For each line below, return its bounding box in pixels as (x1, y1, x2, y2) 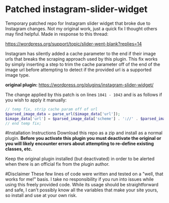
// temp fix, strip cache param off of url (5, 107, 98, 112)
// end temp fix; (5, 121, 42, 126)
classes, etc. (5, 146, 33, 152)
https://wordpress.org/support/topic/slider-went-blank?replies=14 (5, 40, 142, 46)
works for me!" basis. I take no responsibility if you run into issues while (5, 176, 154, 182)
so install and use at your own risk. (5, 192, 77, 198)
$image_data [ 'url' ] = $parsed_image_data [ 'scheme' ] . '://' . (5, 116, 138, 121)
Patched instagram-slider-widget (5, 4, 148, 15)
